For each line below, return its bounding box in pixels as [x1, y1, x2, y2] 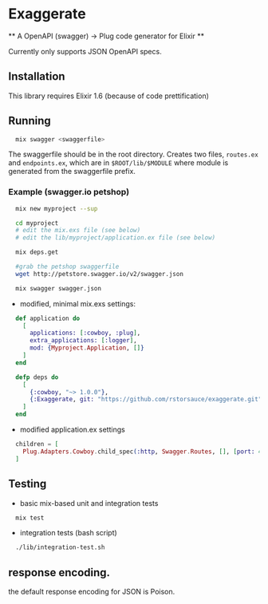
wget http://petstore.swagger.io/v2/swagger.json [15, 270, 183, 278]
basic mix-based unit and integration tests [19, 498, 159, 507]
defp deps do [15, 373, 59, 381]
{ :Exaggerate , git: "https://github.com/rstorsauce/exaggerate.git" [29, 396, 262, 404]
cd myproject [15, 219, 59, 227]
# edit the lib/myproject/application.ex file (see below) [15, 234, 216, 242]
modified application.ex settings [19, 424, 125, 435]
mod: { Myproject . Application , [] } [29, 344, 145, 352]
